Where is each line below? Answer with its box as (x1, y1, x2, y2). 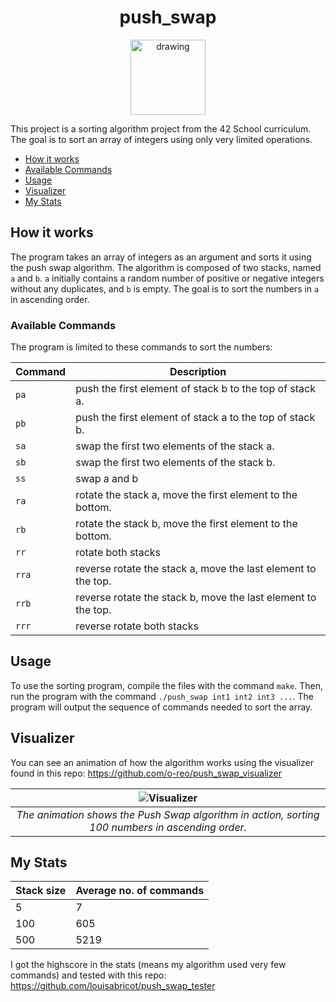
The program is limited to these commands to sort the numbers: (10, 341, 273, 353)
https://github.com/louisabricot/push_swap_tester (10, 980, 216, 992)
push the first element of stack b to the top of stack (75, 382, 317, 396)
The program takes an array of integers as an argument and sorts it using (10, 251, 312, 263)
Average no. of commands (75, 884, 205, 898)
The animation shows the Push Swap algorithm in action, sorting (16, 807, 320, 821)
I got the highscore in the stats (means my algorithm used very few (10, 959, 287, 971)
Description (169, 365, 227, 379)
